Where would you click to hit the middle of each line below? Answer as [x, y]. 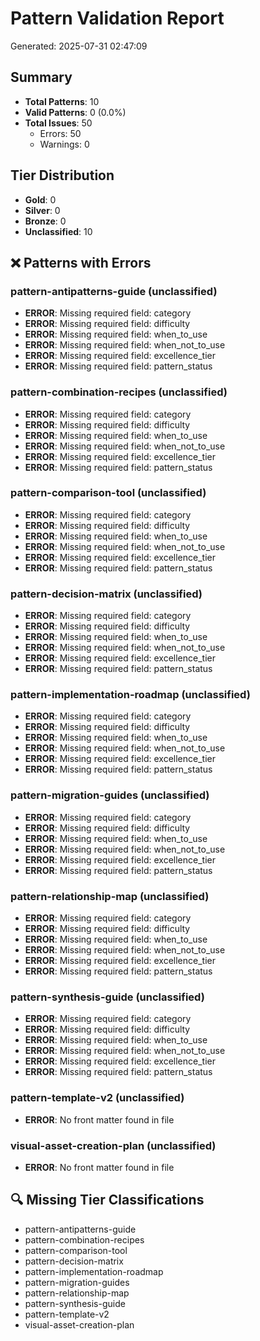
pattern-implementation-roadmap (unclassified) [130, 695]
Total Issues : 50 [58, 123]
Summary [41, 77]
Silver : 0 [42, 210]
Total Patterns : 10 [62, 101]
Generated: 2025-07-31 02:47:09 [79, 46]
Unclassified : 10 [58, 231]
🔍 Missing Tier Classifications [107, 1200]
